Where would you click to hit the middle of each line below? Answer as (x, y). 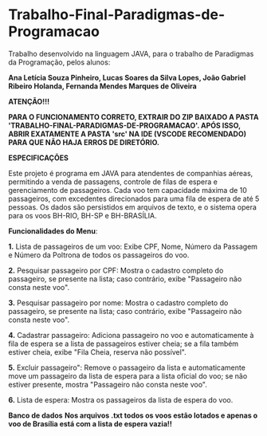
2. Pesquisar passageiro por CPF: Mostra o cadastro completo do (116, 270)
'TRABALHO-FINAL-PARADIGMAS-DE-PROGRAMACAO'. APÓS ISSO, (124, 125)
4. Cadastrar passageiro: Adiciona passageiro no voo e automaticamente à (131, 335)
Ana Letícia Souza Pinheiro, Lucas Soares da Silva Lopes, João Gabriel (127, 77)
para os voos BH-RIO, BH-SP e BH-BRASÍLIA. (82, 215)
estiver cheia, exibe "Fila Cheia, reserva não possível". (97, 352)
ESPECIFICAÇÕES (39, 158)
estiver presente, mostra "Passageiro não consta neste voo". (108, 384)
